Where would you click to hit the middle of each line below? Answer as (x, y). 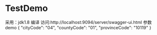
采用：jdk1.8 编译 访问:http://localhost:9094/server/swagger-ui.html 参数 (78, 22)
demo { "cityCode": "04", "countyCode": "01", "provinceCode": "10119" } (78, 27)
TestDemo (26, 8)
